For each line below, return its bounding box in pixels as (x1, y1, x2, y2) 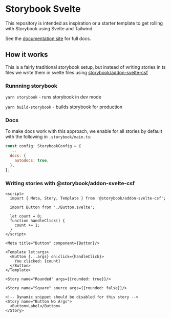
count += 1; (14, 223, 40, 228)
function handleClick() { (10, 218, 66, 223)
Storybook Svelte (5, 3, 81, 15)
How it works (5, 50, 48, 59)
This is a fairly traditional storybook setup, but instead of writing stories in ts (5, 64, 166, 70)
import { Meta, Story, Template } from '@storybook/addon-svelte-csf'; (10, 195, 166, 201)
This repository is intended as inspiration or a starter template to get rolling (5, 20, 163, 26)
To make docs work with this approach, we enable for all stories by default (5, 128, 163, 134)
